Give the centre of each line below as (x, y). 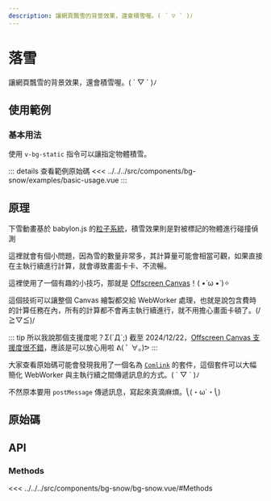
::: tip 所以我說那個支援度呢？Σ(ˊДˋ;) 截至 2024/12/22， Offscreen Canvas (130, 338)
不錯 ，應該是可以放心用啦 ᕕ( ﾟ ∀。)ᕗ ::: (94, 348)
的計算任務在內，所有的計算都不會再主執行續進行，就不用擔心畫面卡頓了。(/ (135, 311)
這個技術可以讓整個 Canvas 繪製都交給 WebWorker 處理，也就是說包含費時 (132, 300)
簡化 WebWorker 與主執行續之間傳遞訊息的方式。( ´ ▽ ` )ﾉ (104, 375)
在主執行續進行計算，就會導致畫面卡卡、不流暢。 (90, 266)
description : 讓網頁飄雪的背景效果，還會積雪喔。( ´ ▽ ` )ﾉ (101, 16)
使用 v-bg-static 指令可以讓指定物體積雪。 (80, 154)
